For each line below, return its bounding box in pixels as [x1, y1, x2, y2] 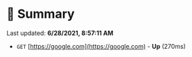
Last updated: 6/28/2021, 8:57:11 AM [6, 29, 114, 37]
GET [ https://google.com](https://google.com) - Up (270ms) [16, 42, 186, 50]
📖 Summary [6, 6, 75, 22]
